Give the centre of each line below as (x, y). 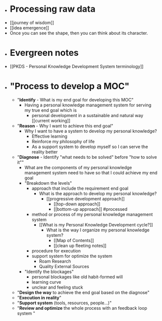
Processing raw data (53, 9)
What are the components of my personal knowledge (78, 167)
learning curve (46, 282)
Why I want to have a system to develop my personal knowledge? (91, 131)
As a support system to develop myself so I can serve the (90, 147)
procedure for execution (56, 250)
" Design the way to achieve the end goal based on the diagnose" (83, 292)
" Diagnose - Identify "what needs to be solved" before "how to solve (87, 157)
